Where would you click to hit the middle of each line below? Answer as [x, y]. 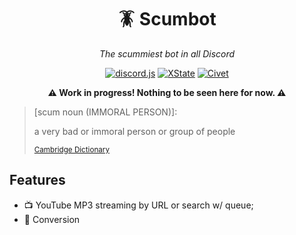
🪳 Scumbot [167, 19]
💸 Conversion [52, 219]
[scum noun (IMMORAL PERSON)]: [105, 112]
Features [37, 180]
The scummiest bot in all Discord [167, 53]
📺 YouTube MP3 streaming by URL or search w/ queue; [138, 205]
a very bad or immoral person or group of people [134, 131]
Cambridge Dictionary [71, 149]
